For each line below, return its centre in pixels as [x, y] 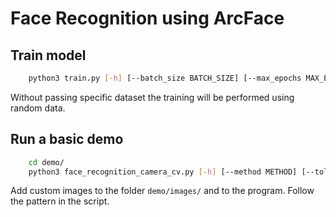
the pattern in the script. [60, 201]
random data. [38, 108]
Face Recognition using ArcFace [147, 18]
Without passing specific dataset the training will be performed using [152, 97]
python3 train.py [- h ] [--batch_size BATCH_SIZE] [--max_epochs [165, 78]
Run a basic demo [67, 139]
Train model [48, 55]
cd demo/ [46, 162]
